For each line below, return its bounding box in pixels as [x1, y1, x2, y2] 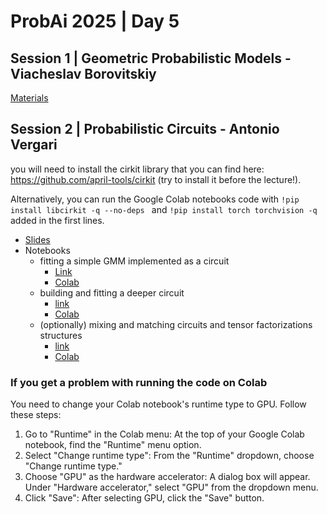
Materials [10, 92, 49, 104]
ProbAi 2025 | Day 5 [10, 10, 180, 33]
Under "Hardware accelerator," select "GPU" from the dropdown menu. [24, 481, 319, 494]
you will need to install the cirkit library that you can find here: [10, 163, 265, 175]
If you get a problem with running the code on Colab [10, 375, 268, 389]
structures [39, 329, 83, 341]
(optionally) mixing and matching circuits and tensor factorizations [39, 318, 313, 330]
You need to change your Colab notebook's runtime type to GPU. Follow [10, 398, 307, 410]
